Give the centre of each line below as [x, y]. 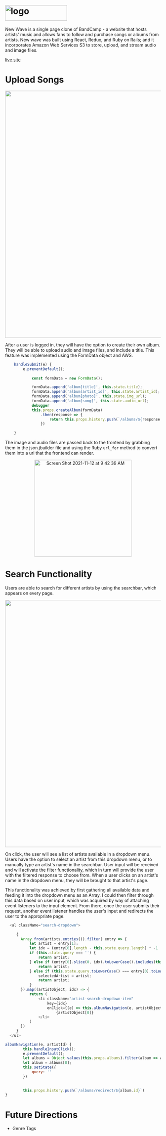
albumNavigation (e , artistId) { [38, 1044]
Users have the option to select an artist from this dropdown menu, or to [79, 859]
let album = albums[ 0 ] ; [47, 1063]
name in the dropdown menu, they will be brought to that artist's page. [77, 880]
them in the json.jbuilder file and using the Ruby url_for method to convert [81, 448]
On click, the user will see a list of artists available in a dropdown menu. [78, 854]
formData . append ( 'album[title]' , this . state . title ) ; [87, 387]
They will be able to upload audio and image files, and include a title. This [80, 350]
